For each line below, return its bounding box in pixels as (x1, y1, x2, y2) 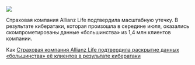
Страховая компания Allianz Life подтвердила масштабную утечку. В (6, 17, 179, 23)
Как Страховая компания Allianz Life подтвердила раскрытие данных (6, 46, 180, 53)
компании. (6, 35, 33, 42)
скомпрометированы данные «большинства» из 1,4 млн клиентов (6, 29, 171, 35)
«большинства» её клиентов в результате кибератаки (6, 52, 141, 59)
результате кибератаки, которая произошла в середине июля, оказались (6, 23, 190, 30)
